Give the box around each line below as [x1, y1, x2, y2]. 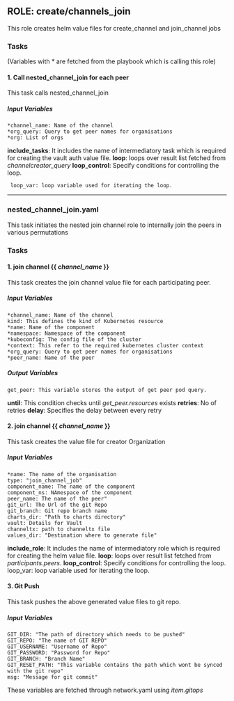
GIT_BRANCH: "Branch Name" [7, 655, 86, 662]
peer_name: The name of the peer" [7, 495, 108, 502]
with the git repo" [7, 668, 64, 675]
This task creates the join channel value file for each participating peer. [7, 278, 211, 286]
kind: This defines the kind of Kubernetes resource [7, 317, 164, 324]
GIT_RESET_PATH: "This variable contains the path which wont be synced [7, 661, 223, 668]
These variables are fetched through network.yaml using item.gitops [7, 686, 203, 694]
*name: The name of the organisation [7, 471, 117, 478]
